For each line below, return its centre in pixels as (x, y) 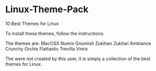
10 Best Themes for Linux (32, 23)
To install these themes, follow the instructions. (55, 33)
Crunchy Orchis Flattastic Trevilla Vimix (47, 49)
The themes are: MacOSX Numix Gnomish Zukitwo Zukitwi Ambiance (78, 43)
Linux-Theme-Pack (47, 9)
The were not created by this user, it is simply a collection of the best (78, 58)
